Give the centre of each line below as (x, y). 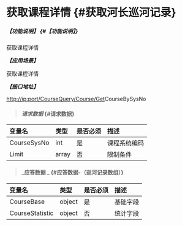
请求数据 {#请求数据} (48, 113)
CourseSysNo (29, 143)
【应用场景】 (22, 61)
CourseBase (27, 202)
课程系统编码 (125, 143)
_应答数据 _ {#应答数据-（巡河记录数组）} (72, 172)
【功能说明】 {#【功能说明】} (42, 31)
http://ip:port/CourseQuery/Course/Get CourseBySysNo (76, 99)
